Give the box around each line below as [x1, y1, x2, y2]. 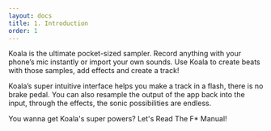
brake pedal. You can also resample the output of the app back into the [8, 90, 245, 100]
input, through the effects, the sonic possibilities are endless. [8, 98, 212, 108]
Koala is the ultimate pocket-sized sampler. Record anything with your [8, 49, 241, 59]
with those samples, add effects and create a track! [8, 66, 180, 76]
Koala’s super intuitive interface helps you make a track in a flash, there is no [8, 81, 264, 91]
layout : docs [8, 11, 53, 20]
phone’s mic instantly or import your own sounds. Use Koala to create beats [8, 57, 260, 67]
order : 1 [8, 27, 38, 35]
